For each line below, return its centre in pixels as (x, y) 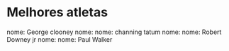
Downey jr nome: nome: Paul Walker (60, 39)
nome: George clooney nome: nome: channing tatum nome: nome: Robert (114, 32)
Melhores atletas (57, 12)
